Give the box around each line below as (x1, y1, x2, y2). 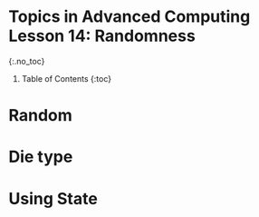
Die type (8, 147, 73, 167)
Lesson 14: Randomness (8, 25, 196, 46)
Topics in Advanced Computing (8, 6, 251, 27)
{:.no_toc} (8, 55, 45, 66)
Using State (8, 188, 99, 209)
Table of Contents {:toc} (21, 73, 112, 84)
